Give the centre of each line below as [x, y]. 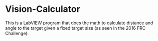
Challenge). [17, 33]
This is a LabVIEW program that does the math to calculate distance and [79, 23]
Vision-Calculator [43, 9]
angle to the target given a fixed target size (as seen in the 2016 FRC [76, 28]
